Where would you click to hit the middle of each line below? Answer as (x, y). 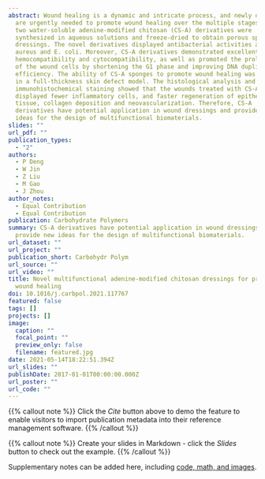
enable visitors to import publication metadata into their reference (115, 420)
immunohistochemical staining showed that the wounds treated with (129, 89)
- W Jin (28, 169)
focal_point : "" (42, 338)
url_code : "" (30, 389)
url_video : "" (32, 272)
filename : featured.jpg (54, 353)
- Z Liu (28, 177)
